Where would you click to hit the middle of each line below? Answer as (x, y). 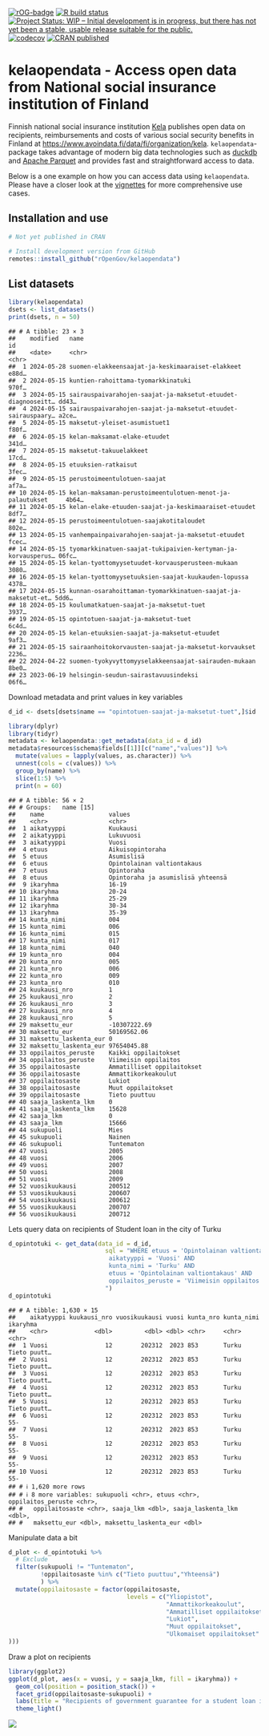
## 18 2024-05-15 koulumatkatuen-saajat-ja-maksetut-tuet (107, 605)
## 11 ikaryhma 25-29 (68, 898)
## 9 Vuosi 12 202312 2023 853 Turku (125, 1457)
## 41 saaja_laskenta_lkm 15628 (68, 1109)
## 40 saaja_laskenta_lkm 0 (60, 1102)
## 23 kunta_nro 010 (64, 983)
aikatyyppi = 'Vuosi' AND (152, 1258)
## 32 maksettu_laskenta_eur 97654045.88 (78, 1046)
